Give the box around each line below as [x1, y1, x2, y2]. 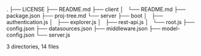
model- [161, 25, 180, 32]
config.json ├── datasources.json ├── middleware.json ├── [6, 25, 161, 32]
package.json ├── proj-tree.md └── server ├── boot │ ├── [6, 12, 164, 19]
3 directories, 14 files [6, 43, 59, 50]
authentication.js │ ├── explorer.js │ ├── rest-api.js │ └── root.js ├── [6, 19, 195, 25]
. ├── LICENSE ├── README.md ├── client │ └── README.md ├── [6, 6, 186, 13]
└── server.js [35, 31, 70, 39]
